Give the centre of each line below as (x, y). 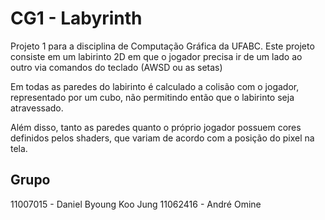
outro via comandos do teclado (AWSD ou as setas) (116, 67)
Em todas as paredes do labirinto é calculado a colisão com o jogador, (155, 86)
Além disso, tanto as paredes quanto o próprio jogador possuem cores (156, 127)
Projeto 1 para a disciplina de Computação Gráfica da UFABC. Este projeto (162, 46)
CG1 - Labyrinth (76, 18)
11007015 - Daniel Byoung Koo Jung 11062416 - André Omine (136, 204)
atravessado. (37, 108)
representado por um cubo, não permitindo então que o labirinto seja (152, 97)
